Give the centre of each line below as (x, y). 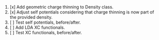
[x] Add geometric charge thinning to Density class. (61, 7)
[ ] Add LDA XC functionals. (37, 27)
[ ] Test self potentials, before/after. (45, 22)
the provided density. (31, 17)
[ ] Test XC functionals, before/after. (46, 33)
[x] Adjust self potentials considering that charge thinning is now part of (82, 12)
